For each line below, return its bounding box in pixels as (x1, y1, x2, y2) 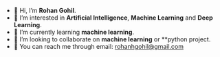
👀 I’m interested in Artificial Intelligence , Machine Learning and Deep (13, 14, 213, 22)
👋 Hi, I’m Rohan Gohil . (13, 7, 76, 14)
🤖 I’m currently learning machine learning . (13, 28, 135, 36)
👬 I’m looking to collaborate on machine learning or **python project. (13, 35, 211, 43)
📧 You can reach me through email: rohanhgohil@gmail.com (13, 43, 184, 50)
